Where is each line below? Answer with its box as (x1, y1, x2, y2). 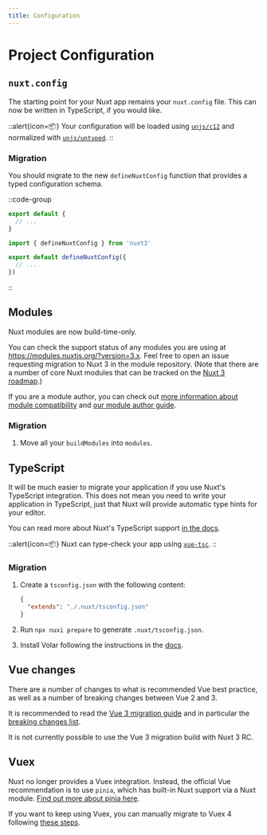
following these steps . (8, 817, 81, 827)
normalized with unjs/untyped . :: (8, 132, 114, 142)
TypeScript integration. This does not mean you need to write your (8, 491, 226, 500)
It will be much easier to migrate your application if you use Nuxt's (8, 482, 226, 492)
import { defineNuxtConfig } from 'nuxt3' (8, 239, 151, 247)
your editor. (8, 508, 46, 517)
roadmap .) (8, 376, 42, 386)
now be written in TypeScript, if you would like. (8, 105, 163, 115)
